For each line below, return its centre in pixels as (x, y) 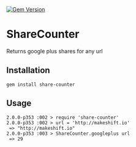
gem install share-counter (41, 85)
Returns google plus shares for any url (55, 51)
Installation (28, 70)
